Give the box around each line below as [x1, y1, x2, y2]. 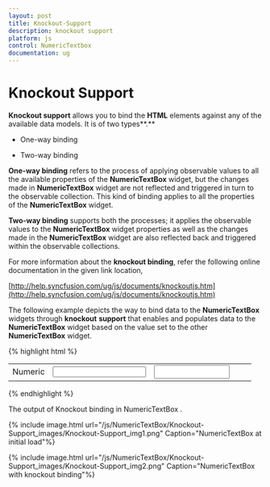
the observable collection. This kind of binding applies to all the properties [8, 191, 255, 201]
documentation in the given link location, [8, 265, 143, 274]
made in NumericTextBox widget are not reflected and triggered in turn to [8, 183, 255, 192]
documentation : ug [8, 49, 70, 57]
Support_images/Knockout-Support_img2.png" [8, 460, 165, 471]
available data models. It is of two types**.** [8, 118, 156, 129]
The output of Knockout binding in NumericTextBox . [8, 404, 183, 414]
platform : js [8, 34, 52, 43]
